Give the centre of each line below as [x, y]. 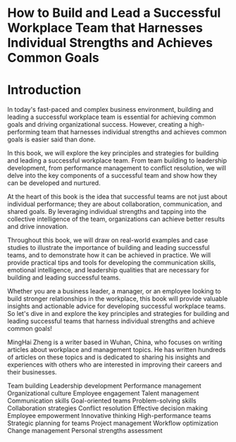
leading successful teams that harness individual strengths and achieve [111, 321]
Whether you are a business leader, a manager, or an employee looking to [114, 291]
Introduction [44, 90]
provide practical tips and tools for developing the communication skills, [112, 263]
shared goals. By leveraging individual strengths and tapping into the [107, 212]
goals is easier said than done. [52, 139]
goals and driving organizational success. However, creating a [98, 125]
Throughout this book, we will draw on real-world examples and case [108, 240]
